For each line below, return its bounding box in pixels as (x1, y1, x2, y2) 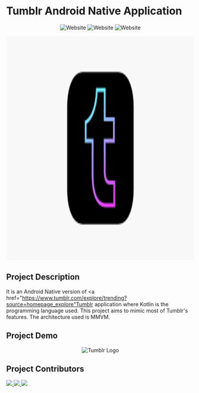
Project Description (6, 272, 80, 282)
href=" (6, 294, 23, 301)
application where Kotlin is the (94, 300, 169, 307)
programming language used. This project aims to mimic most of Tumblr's (6, 307, 188, 314)
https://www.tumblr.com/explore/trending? (22, 294, 127, 301)
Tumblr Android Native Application (6, 4, 182, 18)
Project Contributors (6, 364, 85, 374)
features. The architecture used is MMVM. (6, 313, 111, 321)
